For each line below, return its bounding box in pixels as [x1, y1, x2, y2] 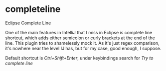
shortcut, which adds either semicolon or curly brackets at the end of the [5, 35, 156, 41]
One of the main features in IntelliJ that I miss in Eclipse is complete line [5, 29, 153, 35]
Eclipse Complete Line [5, 20, 51, 26]
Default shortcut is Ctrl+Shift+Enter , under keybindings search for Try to [5, 55, 154, 61]
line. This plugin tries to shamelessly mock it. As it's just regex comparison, [5, 40, 160, 46]
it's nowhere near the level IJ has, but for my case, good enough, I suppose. [5, 45, 162, 51]
